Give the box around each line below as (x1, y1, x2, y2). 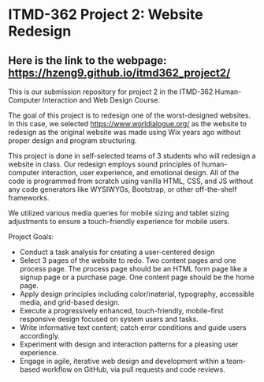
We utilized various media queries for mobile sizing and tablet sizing (8, 208, 230, 218)
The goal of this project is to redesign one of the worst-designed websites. (8, 110, 251, 120)
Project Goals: (8, 232, 54, 242)
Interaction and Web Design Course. (42, 95, 160, 104)
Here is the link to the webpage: (8, 54, 167, 67)
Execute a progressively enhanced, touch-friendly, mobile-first (19, 306, 224, 315)
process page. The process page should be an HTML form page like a (19, 264, 247, 273)
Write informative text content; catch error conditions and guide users (19, 323, 247, 332)
